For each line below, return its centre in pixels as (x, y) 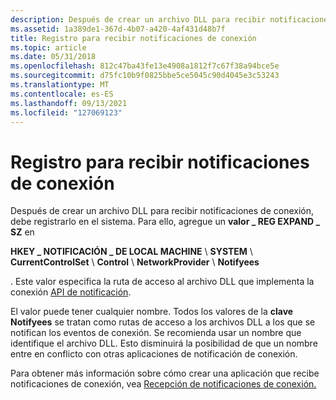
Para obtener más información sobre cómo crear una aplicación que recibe (165, 373)
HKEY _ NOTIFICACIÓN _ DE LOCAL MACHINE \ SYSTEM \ (131, 252)
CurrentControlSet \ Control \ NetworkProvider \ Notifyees (135, 262)
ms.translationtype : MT (60, 85)
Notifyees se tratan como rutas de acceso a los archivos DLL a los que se (163, 322)
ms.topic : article (48, 47)
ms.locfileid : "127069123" (66, 112)
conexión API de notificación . (71, 292)
